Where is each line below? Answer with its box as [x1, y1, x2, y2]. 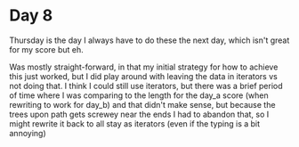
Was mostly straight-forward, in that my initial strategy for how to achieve [9, 61, 279, 72]
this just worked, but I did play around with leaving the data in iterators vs [9, 70, 278, 81]
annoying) [9, 127, 46, 138]
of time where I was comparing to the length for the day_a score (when [9, 90, 269, 101]
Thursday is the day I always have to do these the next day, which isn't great [9, 35, 290, 45]
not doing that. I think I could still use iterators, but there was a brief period [9, 80, 283, 91]
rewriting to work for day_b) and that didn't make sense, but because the [9, 99, 276, 110]
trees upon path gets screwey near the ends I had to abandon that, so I [9, 109, 270, 119]
